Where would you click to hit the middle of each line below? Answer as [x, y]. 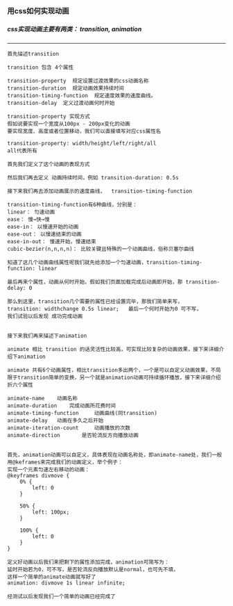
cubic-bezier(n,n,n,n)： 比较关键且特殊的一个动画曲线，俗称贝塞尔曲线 [101, 249]
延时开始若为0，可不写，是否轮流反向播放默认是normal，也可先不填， [93, 569]
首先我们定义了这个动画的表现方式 [49, 164]
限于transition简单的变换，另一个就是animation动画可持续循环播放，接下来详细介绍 [114, 377]
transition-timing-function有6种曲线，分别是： [72, 204]
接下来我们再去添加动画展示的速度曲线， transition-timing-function [100, 191]
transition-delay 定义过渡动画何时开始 [61, 103]
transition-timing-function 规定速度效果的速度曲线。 [82, 95]
